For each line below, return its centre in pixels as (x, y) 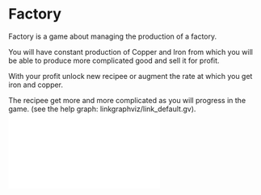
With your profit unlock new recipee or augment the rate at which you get (130, 76)
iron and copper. (36, 85)
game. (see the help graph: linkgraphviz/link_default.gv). (102, 109)
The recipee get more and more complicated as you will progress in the (127, 100)
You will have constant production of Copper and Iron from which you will (130, 52)
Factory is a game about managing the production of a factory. (113, 36)
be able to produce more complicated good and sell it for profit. (114, 60)
